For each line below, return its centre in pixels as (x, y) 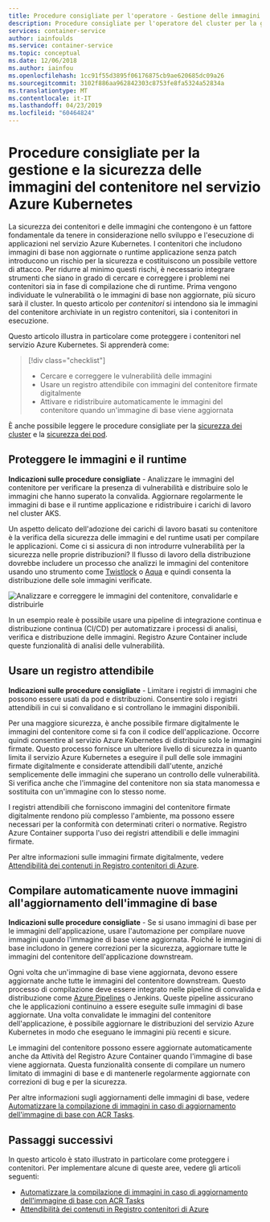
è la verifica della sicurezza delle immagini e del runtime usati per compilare (134, 537)
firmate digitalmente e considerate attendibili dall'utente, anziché (116, 766)
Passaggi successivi (61, 1140)
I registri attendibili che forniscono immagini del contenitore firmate (119, 807)
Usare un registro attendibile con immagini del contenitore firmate (149, 384)
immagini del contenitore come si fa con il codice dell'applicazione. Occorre (134, 731)
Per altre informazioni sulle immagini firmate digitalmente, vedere (116, 857)
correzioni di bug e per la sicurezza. (67, 1082)
